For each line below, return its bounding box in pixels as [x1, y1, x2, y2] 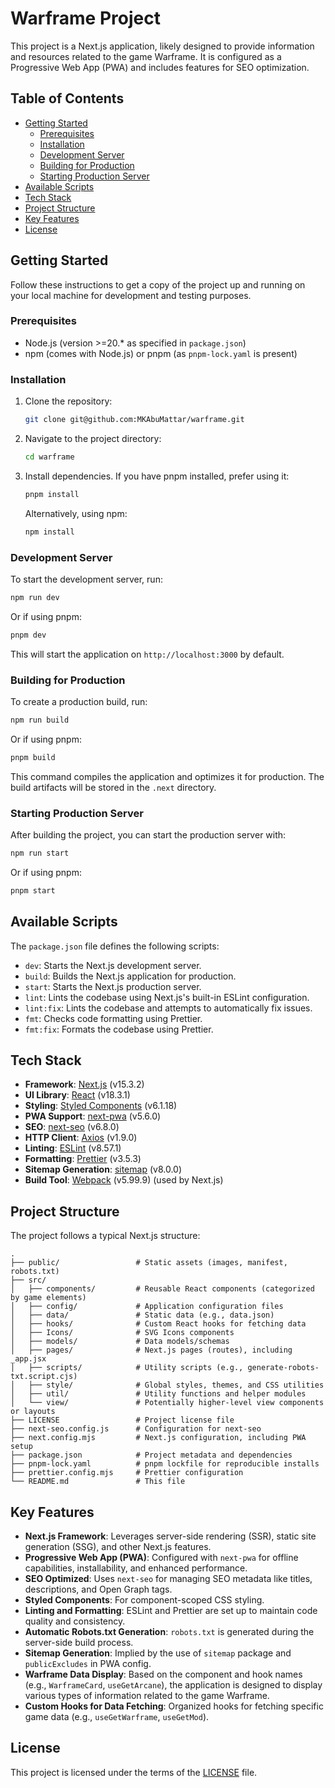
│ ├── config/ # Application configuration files [10, 1302, 284, 1312]
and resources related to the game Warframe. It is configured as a [10, 50, 282, 62]
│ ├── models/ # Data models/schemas [10, 1337, 230, 1347]
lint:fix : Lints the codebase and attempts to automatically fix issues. [24, 1002, 313, 1014]
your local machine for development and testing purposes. [10, 289, 252, 301]
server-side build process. [24, 1637, 134, 1649]
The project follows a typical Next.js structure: [10, 1230, 201, 1242]
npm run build [10, 715, 70, 725]
